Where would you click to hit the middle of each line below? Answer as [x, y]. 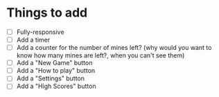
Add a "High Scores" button [56, 86]
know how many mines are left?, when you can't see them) [100, 55]
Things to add [47, 13]
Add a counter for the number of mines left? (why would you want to [114, 48]
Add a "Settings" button [50, 78]
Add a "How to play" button [56, 71]
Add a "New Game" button [54, 63]
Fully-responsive [40, 32]
